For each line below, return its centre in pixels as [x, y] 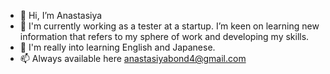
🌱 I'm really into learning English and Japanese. [117, 47]
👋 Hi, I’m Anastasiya [61, 15]
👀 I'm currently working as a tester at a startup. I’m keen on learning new [169, 26]
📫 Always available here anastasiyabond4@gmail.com [133, 58]
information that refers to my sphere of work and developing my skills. [164, 36]
